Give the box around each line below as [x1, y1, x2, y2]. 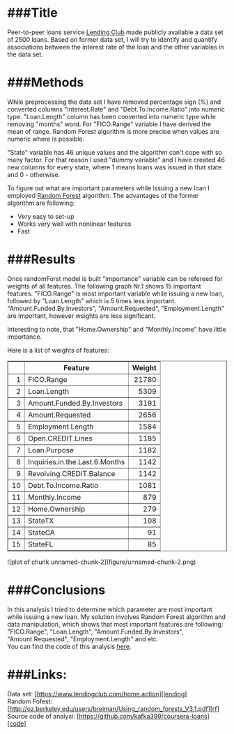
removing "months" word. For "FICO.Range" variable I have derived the [7, 120, 211, 128]
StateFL [27, 539, 54, 549]
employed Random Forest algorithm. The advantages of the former [7, 191, 199, 199]
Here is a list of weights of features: [7, 346, 109, 354]
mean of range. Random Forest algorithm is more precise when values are [7, 127, 219, 135]
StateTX [27, 516, 54, 526]
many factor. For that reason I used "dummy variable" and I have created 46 [7, 155, 225, 164]
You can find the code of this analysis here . [7, 642, 132, 650]
